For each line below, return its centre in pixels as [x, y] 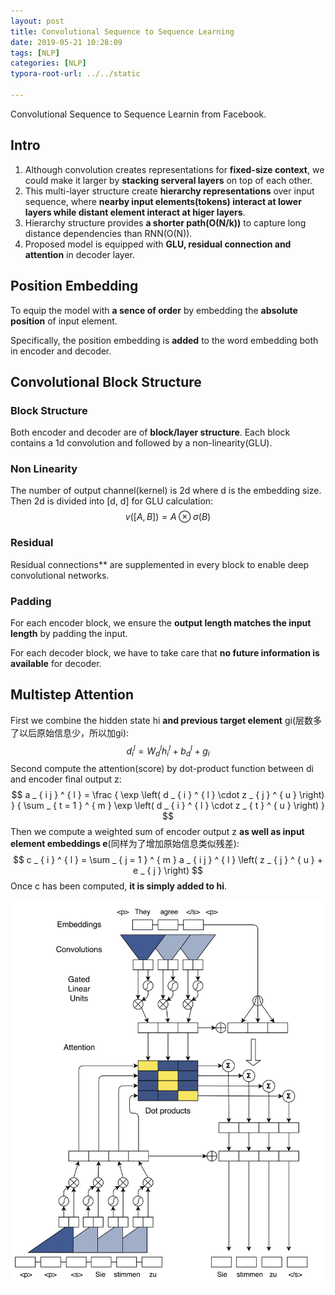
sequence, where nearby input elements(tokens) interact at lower [163, 201]
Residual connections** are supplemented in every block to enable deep [160, 564]
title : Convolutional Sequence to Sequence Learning [122, 31]
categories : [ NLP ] [48, 63]
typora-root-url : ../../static [75, 74]
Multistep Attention [72, 695]
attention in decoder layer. [80, 254]
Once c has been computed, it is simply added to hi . [119, 886]
